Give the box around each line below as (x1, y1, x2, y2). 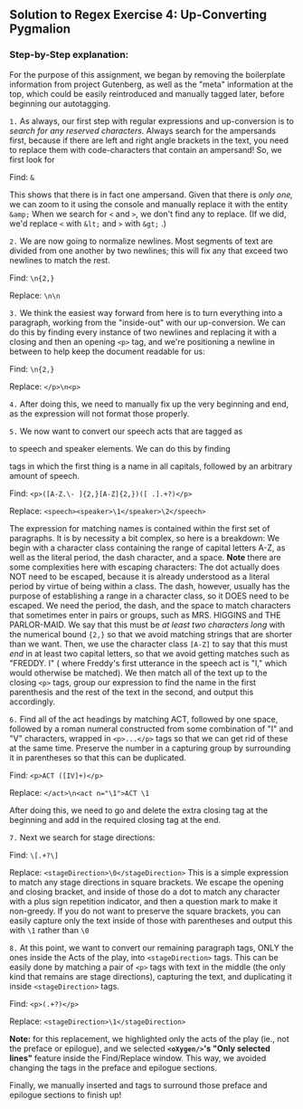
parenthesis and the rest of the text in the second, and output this (9, 686, 254, 697)
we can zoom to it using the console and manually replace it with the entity (9, 198, 289, 209)
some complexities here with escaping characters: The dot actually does (9, 561, 280, 572)
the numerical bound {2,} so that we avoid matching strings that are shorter (9, 628, 293, 639)
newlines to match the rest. (9, 254, 110, 265)
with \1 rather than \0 (9, 924, 90, 935)
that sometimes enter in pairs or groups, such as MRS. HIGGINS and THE (9, 609, 281, 620)
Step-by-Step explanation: (9, 49, 129, 62)
